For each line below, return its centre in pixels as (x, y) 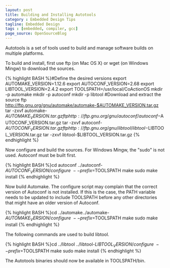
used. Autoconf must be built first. (41, 155)
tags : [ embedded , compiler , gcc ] (42, 29)
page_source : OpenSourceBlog (36, 33)
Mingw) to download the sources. (40, 68)
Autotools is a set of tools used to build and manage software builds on (79, 48)
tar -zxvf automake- (26, 110)
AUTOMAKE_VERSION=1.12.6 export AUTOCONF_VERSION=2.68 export (80, 84)
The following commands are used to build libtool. (57, 235)
